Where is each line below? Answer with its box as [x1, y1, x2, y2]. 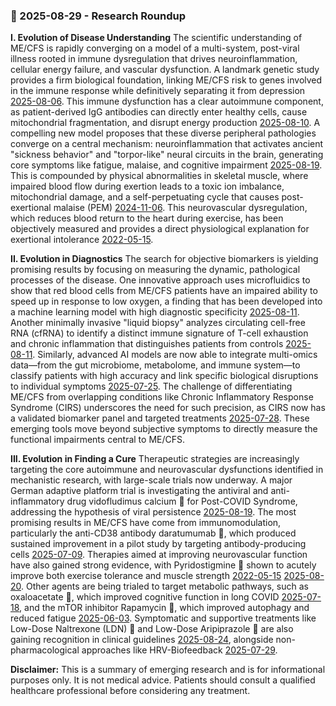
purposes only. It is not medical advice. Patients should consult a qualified [10, 674, 316, 686]
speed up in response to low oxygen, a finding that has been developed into [10, 295, 323, 308]
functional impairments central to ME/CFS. [10, 434, 185, 446]
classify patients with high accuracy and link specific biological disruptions [10, 370, 319, 382]
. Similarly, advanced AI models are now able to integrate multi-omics [32, 349, 318, 361]
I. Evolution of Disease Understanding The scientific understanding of [10, 32, 303, 44]
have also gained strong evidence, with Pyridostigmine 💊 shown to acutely [10, 559, 317, 571]
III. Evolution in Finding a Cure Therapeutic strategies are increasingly [10, 453, 300, 465]
